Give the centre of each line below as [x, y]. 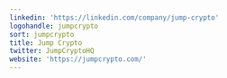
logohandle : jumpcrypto [54, 26]
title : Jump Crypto [46, 43]
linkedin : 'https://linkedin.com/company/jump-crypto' [114, 17]
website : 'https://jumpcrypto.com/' [78, 59]
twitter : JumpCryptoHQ [52, 51]
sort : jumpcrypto [42, 34]
